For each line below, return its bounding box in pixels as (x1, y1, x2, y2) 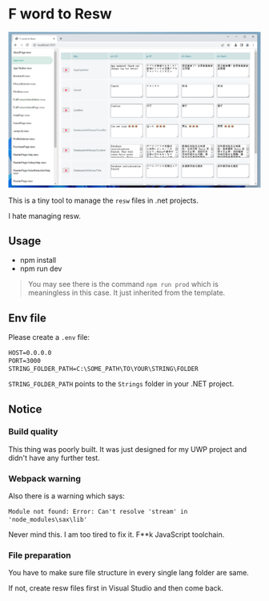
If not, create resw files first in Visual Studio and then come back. (8, 583, 224, 593)
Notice (8, 402, 42, 416)
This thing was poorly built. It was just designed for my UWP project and (8, 444, 247, 454)
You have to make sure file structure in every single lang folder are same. (8, 568, 250, 578)
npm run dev (19, 264, 62, 273)
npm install (19, 256, 57, 265)
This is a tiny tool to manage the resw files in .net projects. (8, 196, 199, 205)
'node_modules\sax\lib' (8, 516, 88, 524)
